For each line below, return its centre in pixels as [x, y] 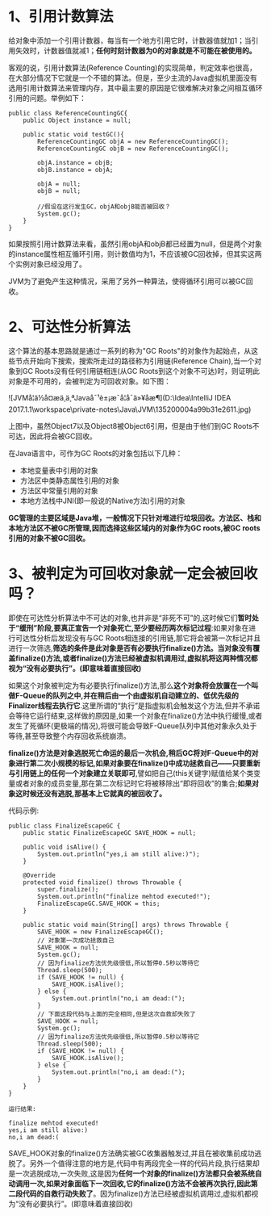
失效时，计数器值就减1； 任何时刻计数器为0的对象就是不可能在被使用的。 [135, 50]
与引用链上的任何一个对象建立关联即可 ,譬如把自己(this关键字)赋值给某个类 [131, 773]
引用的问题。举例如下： [47, 98]
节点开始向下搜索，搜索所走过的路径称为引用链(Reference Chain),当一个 [135, 361]
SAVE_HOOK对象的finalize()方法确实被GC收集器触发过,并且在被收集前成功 [131, 1153]
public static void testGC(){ [74, 134]
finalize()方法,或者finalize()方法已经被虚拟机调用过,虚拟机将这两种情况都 [136, 658]
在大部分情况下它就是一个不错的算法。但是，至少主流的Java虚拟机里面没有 [133, 78]
